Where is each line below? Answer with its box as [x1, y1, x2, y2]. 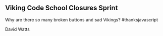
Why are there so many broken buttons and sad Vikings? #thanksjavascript [5, 17, 159, 22]
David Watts [5, 26, 30, 32]
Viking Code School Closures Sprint [5, 4, 118, 12]
